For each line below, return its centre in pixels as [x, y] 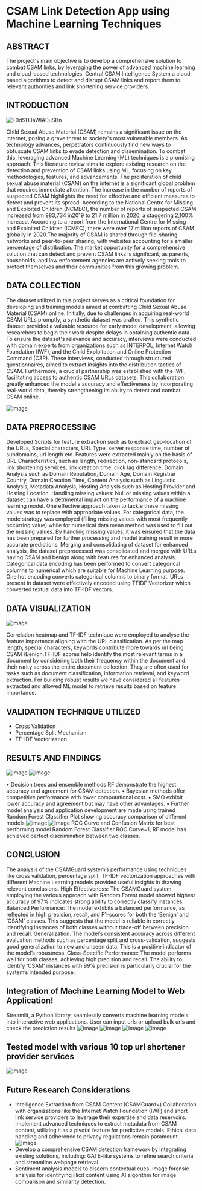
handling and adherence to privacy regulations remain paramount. [97, 1137]
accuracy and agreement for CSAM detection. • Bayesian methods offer [96, 791]
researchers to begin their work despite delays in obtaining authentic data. [99, 332]
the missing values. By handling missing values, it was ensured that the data [101, 532]
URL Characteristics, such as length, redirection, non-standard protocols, [97, 461]
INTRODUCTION [37, 105]
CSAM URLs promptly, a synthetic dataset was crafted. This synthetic [93, 319]
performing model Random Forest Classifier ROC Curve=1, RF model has [96, 829]
